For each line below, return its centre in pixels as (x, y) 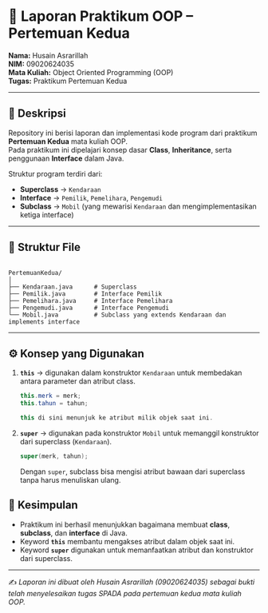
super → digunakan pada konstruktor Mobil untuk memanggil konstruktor (139, 433)
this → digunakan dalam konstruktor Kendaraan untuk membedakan (131, 373)
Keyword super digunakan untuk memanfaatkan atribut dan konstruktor (136, 550)
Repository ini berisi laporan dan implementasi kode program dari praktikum (133, 133)
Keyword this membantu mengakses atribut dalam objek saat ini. (127, 541)
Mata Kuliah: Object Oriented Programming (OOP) (91, 72)
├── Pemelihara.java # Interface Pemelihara (91, 301)
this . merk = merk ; (50, 396)
